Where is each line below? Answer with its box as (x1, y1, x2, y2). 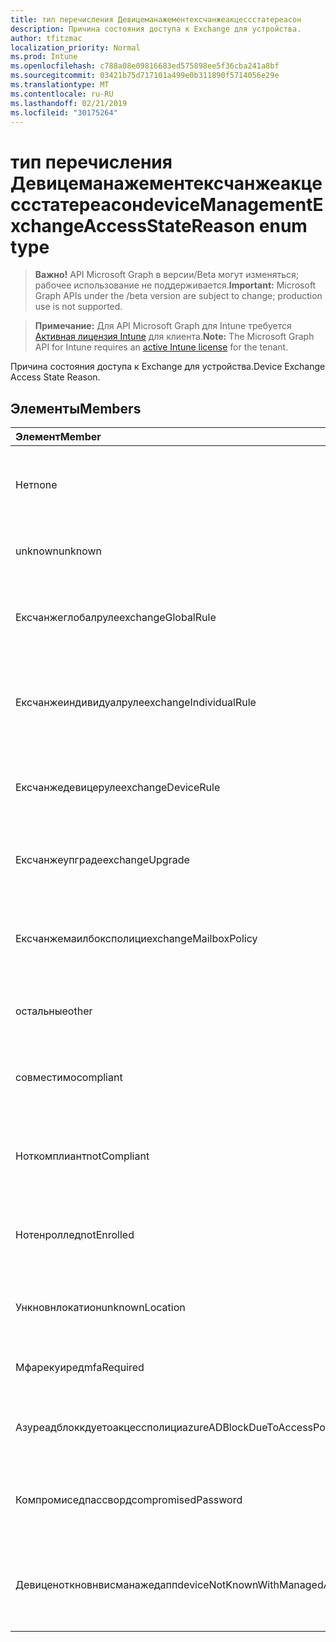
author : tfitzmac (10, 33, 83, 43)
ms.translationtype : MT (10, 80, 110, 90)
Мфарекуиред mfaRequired (15, 1361, 145, 1375)
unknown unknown (15, 544, 102, 558)
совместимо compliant (15, 1071, 123, 1085)
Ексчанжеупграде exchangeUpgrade (15, 853, 190, 867)
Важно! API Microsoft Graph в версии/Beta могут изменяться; (34, 269, 299, 281)
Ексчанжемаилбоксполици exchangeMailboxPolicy (15, 932, 258, 946)
